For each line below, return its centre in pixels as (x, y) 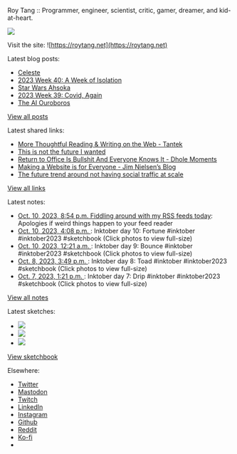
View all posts (28, 116)
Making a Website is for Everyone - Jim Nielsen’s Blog (97, 167)
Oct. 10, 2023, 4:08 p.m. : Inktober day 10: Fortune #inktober (106, 231)
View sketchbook (33, 357)
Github (27, 422)
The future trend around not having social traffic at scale (100, 174)
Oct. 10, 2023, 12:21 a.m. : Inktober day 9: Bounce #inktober (105, 246)
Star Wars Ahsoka (44, 88)
